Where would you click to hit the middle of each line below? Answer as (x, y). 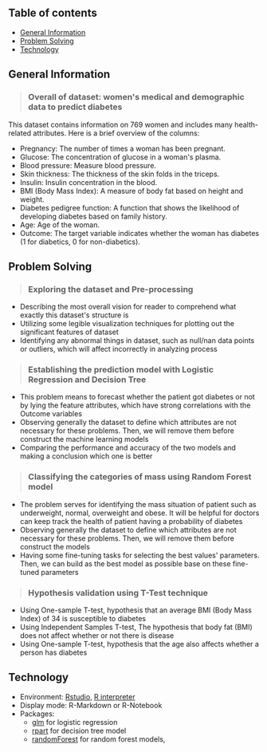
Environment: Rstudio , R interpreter (77, 696)
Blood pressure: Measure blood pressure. (88, 165)
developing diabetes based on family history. (93, 216)
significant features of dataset (69, 332)
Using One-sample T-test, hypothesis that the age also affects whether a (139, 644)
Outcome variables (51, 414)
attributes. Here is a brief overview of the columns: (116, 133)
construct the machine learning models (84, 439)
